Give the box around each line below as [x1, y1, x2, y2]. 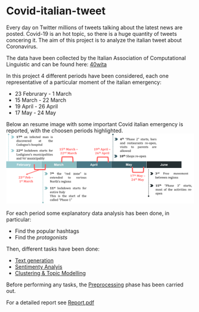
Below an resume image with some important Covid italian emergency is [6, 120, 184, 127]
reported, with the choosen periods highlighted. [6, 127, 123, 134]
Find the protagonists [14, 234, 68, 241]
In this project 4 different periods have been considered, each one [6, 72, 169, 79]
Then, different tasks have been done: [6, 245, 100, 252]
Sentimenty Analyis [14, 263, 63, 270]
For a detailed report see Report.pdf [6, 299, 95, 306]
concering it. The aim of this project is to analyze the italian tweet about [6, 36, 182, 43]
